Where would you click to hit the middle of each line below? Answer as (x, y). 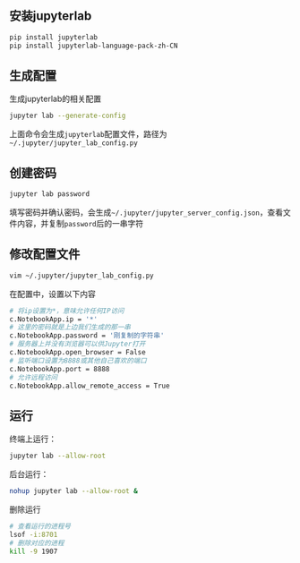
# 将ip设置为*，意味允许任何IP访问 (67, 311)
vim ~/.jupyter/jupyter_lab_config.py (81, 276)
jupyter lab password (50, 194)
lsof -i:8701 (34, 534)
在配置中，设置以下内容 (52, 294)
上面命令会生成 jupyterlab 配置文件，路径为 (88, 134)
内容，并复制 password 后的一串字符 (80, 223)
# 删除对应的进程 (37, 543)
